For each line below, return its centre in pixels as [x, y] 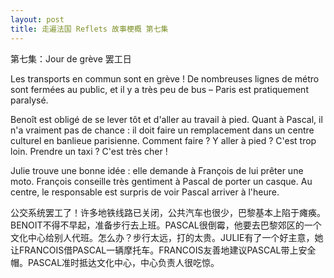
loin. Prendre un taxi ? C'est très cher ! [89, 151]
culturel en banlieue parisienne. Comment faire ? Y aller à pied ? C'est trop [163, 140]
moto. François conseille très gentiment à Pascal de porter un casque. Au [161, 181]
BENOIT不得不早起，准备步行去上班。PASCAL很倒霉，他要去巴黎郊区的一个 [166, 225]
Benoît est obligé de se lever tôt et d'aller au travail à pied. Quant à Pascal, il [166, 119]
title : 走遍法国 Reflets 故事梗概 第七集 [89, 29]
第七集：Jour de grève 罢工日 [71, 58]
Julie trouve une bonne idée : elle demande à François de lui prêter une [157, 170]
